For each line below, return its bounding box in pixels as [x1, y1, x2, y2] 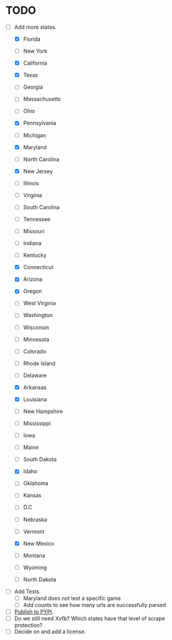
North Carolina [23, 155, 60, 162]
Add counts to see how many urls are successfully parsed [23, 602, 167, 608]
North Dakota [23, 576, 57, 583]
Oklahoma [23, 480, 49, 487]
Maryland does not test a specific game [23, 594, 121, 602]
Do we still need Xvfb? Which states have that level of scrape [14, 615, 165, 622]
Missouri [23, 228, 45, 234]
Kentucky [23, 252, 47, 259]
